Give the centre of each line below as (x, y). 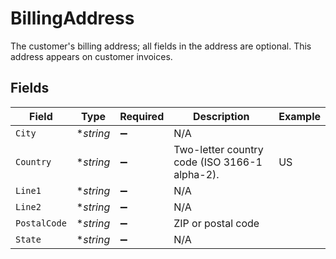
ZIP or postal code (216, 223)
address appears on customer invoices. (91, 56)
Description (221, 116)
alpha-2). (196, 174)
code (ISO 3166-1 (218, 162)
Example (299, 116)
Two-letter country (218, 149)
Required (142, 116)
